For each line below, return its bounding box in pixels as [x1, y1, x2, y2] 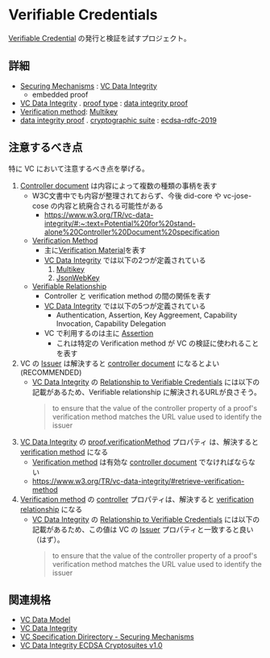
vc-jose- [222, 191, 252, 201]
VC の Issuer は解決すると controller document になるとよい [19, 358, 220, 368]
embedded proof [31, 89, 89, 99]
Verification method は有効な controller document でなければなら [31, 457, 249, 466]
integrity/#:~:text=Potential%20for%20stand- [44, 218, 196, 228]
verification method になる [19, 447, 109, 457]
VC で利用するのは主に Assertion [44, 328, 154, 337]
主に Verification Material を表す [44, 245, 147, 255]
